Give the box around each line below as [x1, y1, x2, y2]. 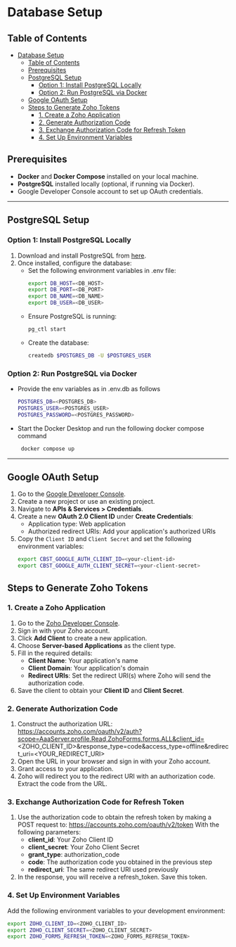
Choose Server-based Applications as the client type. [17, 641, 176, 649]
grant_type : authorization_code [27, 851, 120, 859]
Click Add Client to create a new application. [17, 634, 147, 642]
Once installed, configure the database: [17, 258, 132, 267]
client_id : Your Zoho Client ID [27, 835, 114, 844]
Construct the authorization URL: [17, 720, 113, 728]
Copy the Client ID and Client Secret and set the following [17, 535, 192, 543]
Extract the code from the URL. [17, 780, 107, 788]
